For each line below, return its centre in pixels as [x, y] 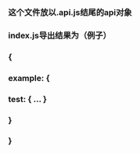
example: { [29, 78]
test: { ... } [28, 99]
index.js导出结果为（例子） [60, 35]
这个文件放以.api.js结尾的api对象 [70, 12]
